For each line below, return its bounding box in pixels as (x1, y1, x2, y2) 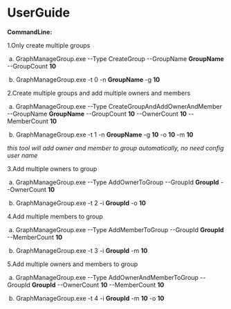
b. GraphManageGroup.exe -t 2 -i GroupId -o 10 (8, 199, 147, 207)
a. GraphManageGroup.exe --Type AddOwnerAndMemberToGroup (8, 273, 199, 281)
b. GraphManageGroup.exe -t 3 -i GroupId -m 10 (8, 246, 148, 254)
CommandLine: (7, 28, 53, 36)
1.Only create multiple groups (7, 41, 91, 49)
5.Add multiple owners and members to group (7, 260, 138, 268)
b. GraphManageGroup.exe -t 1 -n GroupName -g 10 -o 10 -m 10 (8, 130, 194, 139)
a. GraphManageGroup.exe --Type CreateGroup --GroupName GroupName (8, 54, 225, 63)
